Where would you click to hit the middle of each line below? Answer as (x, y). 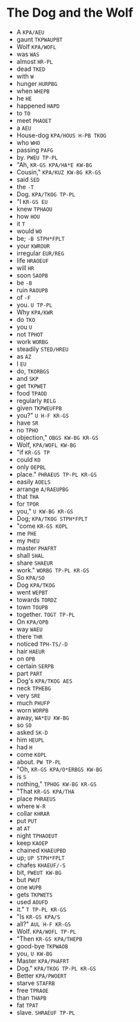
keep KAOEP (32, 843)
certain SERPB (35, 666)
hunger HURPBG (37, 83)
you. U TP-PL (34, 305)
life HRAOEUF (32, 260)
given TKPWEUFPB (39, 408)
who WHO (28, 142)
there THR (29, 636)
